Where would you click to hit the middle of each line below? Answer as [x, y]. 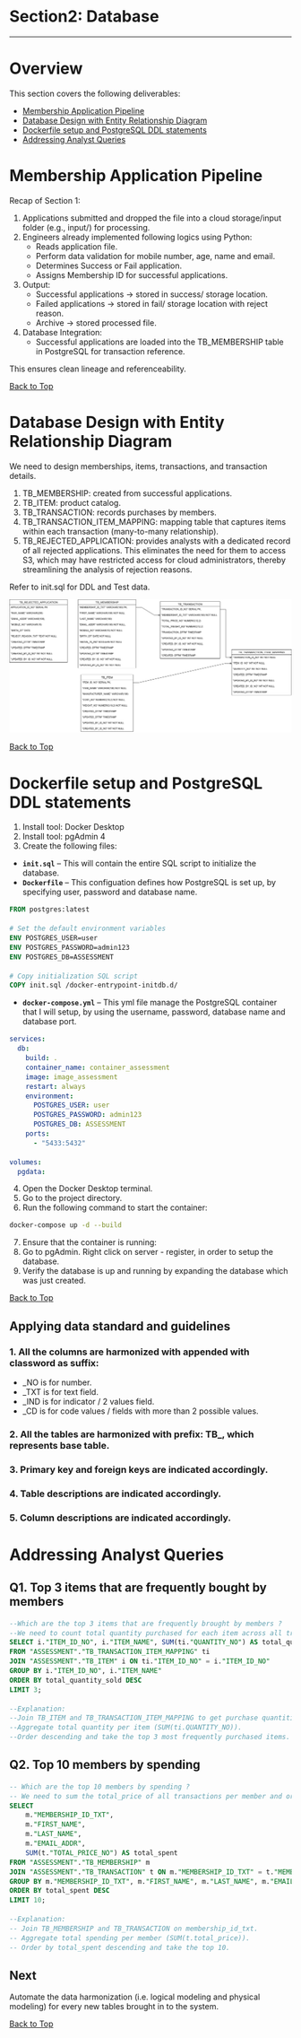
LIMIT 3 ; [26, 1690]
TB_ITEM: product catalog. [71, 502]
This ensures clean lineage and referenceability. [98, 369]
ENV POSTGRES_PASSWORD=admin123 [69, 947]
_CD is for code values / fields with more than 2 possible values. [140, 1411]
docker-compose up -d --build [66, 1225]
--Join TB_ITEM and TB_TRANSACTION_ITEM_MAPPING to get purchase [133, 1718]
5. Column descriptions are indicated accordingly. [120, 1518]
